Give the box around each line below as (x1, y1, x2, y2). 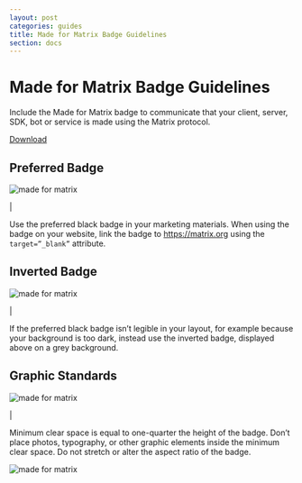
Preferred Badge (9, 159, 105, 176)
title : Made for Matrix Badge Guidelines (9, 30, 168, 39)
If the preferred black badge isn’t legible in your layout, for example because (9, 323, 294, 333)
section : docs (9, 38, 63, 48)
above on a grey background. (9, 342, 119, 352)
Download (9, 134, 48, 145)
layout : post (9, 13, 59, 23)
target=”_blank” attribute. (9, 238, 106, 249)
